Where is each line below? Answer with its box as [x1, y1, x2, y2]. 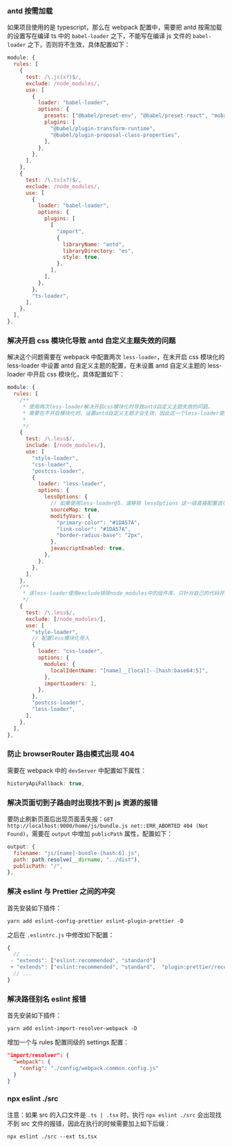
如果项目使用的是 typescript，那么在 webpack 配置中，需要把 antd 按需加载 [7, 23, 222, 32]
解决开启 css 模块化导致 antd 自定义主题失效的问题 [7, 336, 176, 345]
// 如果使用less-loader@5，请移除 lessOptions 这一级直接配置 [50, 500, 217, 507]
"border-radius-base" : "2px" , [56, 532, 144, 539]
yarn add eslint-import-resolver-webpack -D [7, 1025, 137, 1032]
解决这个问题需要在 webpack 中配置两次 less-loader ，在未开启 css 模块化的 [7, 353, 225, 361]
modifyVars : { [50, 512, 91, 520]
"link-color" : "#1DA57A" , [56, 525, 131, 532]
